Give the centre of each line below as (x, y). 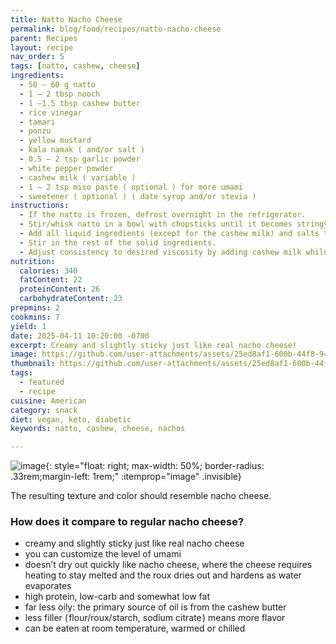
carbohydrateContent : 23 (71, 299)
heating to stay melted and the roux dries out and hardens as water (163, 575)
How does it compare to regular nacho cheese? (127, 522)
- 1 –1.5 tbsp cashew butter (80, 103)
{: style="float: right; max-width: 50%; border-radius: (155, 466)
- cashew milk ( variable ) (78, 177)
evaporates (48, 586)
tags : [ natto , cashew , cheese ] (75, 66)
